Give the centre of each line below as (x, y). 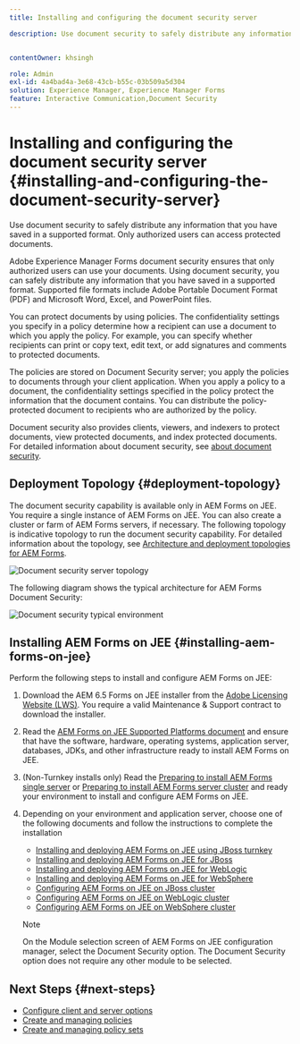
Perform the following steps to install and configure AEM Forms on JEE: (141, 678)
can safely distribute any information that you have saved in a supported (142, 280)
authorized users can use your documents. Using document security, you (144, 270)
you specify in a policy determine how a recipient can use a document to (143, 326)
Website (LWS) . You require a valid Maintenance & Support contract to (151, 705)
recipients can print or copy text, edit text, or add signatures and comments (148, 344)
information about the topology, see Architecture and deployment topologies (150, 543)
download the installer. (64, 714)
